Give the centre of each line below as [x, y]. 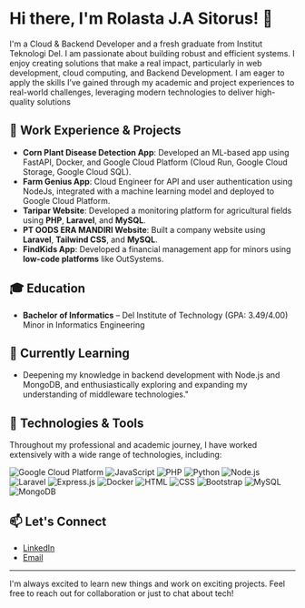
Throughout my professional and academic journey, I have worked [133, 445]
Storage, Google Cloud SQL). [77, 171]
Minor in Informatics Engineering [84, 324]
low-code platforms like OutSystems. [93, 258]
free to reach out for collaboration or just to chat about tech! [122, 593]
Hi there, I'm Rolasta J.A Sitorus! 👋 [142, 19]
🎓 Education [48, 289]
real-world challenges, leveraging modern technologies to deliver [132, 92]
